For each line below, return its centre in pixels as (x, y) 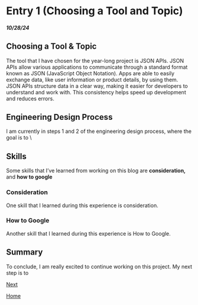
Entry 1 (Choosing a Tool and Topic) (95, 11)
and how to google (29, 177)
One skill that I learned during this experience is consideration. (82, 205)
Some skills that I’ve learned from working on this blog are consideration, (96, 171)
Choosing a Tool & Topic (51, 47)
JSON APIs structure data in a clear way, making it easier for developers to (97, 86)
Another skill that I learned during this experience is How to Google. (89, 233)
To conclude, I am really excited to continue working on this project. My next (99, 266)
